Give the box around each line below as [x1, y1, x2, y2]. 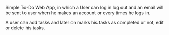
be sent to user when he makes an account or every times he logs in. [5, 10, 151, 16]
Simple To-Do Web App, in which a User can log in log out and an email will [5, 5, 164, 10]
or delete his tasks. [5, 25, 45, 31]
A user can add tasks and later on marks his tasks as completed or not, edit [5, 20, 164, 25]
